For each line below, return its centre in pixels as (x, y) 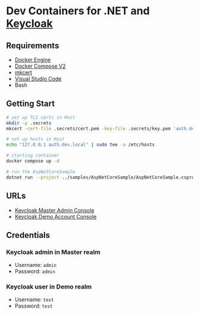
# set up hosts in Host (36, 139)
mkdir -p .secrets (29, 123)
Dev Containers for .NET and (78, 11)
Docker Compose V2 (40, 66)
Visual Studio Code (38, 79)
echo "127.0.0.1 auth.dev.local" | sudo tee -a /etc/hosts (81, 145)
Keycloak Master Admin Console (54, 210)
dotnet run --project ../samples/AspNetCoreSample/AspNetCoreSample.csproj (102, 177)
